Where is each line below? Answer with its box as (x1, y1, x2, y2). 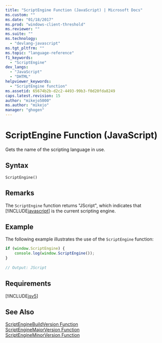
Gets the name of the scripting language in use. (5, 146, 106, 153)
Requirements (5, 280, 51, 288)
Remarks (5, 189, 35, 198)
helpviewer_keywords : (5, 79, 52, 84)
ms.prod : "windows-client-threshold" (5, 22, 86, 27)
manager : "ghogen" (5, 108, 44, 113)
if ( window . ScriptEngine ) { (5, 246, 65, 251)
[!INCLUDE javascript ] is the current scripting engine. (5, 208, 116, 214)
